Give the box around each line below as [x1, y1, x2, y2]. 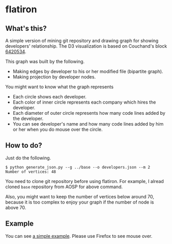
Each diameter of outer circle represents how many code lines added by [12, 110, 166, 116]
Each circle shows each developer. [12, 94, 87, 99]
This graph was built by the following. [5, 58, 85, 65]
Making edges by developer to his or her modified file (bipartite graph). [12, 68, 163, 74]
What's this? [5, 24, 47, 33]
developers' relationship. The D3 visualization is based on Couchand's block [5, 43, 167, 49]
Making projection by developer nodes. [12, 74, 96, 80]
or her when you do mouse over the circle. [12, 127, 103, 132]
